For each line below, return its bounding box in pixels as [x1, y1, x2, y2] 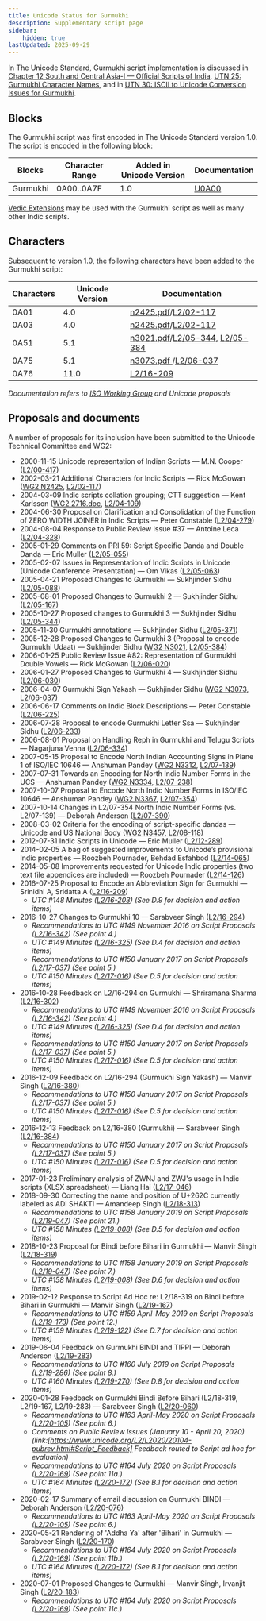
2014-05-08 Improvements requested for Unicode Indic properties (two [19, 861, 253, 870]
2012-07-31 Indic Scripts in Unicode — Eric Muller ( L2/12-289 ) [19, 836, 223, 846]
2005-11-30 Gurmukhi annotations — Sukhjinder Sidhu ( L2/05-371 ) [19, 625, 239, 635]
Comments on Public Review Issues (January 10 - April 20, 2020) [31, 1426, 245, 1436]
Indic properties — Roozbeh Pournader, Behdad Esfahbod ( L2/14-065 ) [19, 853, 250, 863]
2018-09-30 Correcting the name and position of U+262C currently [19, 1191, 240, 1200]
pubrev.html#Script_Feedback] [31, 1443, 133, 1453]
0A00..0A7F [56, 183, 103, 194]
